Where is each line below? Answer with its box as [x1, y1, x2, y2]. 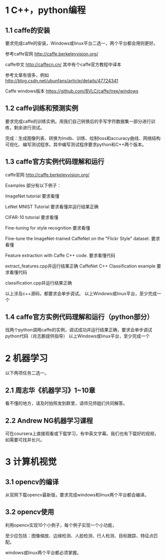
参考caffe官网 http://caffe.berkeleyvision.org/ [5, 51, 98, 56]
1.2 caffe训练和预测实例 [5, 104, 78, 112]
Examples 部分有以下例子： [5, 182, 61, 188]
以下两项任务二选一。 [5, 370, 49, 376]
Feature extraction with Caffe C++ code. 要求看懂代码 [5, 252, 116, 258]
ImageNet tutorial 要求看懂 [5, 193, 60, 199]
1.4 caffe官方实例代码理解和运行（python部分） [5, 313, 154, 321]
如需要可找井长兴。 [5, 437, 45, 442]
